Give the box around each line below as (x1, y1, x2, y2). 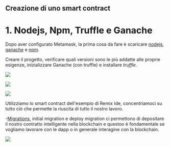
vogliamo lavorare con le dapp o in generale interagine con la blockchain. (5, 127, 159, 133)
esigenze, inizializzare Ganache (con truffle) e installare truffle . (5, 62, 137, 68)
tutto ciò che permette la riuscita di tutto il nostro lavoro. (5, 106, 124, 112)
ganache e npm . (5, 47, 40, 53)
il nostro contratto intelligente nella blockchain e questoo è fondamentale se (5, 121, 165, 127)
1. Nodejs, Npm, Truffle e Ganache (5, 24, 153, 36)
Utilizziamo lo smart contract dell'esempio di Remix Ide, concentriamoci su (5, 100, 162, 106)
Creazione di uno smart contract (5, 4, 111, 13)
